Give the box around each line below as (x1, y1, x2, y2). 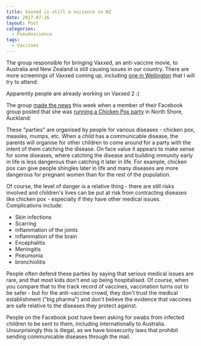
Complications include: (6, 201, 63, 209)
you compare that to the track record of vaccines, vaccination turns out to (6, 283, 189, 290)
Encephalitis (14, 239, 46, 246)
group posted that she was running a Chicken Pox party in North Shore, (6, 108, 183, 115)
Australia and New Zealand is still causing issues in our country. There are (6, 65, 190, 72)
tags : (6, 37, 20, 43)
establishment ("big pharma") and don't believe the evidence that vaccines (6, 295, 192, 303)
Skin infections (14, 213, 52, 221)
